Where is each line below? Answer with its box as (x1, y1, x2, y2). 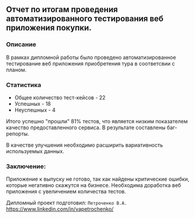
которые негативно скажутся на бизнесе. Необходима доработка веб (6, 182, 182, 189)
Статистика (6, 81, 41, 89)
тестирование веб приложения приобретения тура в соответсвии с (6, 60, 175, 67)
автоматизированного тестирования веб (6, 14, 163, 24)
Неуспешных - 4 (14, 106, 56, 113)
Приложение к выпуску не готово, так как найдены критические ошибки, (6, 175, 190, 183)
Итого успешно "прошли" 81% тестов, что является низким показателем (6, 117, 188, 124)
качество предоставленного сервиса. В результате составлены (6, 124, 166, 131)
